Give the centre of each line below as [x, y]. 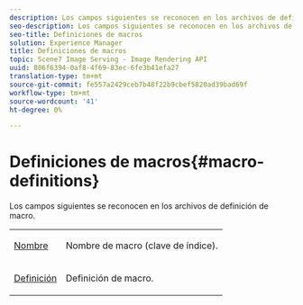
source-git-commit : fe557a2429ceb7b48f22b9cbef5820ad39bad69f [129, 85]
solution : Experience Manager [66, 43]
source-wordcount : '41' [54, 101]
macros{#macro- [198, 162]
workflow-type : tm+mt [50, 93]
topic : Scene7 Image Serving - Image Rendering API [108, 59]
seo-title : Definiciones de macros [76, 34]
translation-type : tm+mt [56, 76]
